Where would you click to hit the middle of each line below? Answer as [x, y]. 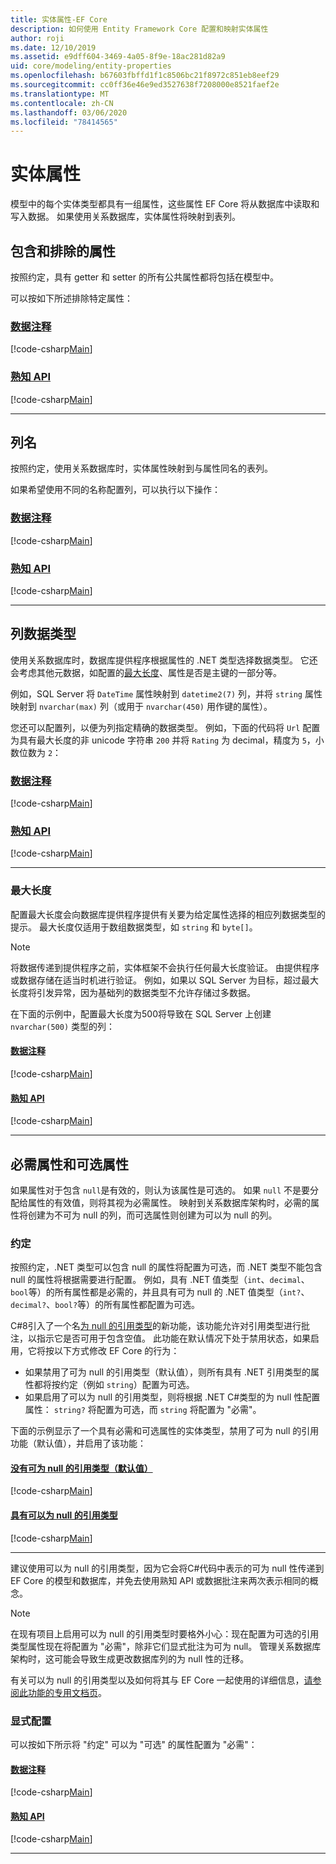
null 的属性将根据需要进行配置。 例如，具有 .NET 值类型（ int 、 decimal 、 [160, 1280]
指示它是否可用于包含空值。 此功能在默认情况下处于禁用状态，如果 [173, 1338]
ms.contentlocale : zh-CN [62, 103]
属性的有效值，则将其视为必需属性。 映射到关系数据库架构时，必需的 [169, 1202]
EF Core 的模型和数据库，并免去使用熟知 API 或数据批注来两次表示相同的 [160, 1580]
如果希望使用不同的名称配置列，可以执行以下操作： [115, 490]
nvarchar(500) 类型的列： [63, 1026]
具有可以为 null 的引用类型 [64, 1515]
